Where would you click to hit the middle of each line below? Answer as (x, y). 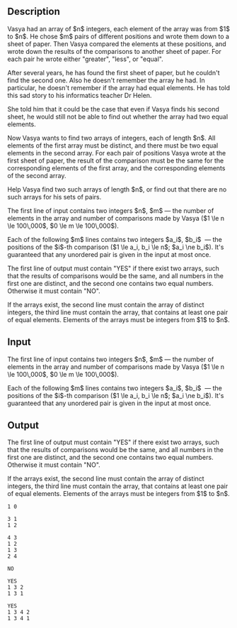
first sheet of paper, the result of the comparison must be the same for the (116, 160)
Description (34, 12)
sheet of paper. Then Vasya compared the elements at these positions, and (117, 44)
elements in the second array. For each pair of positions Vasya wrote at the (117, 153)
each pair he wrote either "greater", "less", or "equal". (86, 59)
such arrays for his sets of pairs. (54, 197)
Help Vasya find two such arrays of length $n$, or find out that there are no (117, 189)
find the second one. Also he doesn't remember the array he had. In (106, 80)
